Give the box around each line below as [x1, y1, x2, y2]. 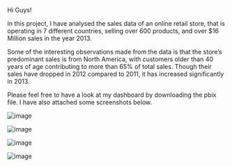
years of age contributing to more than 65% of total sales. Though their [7, 63, 212, 70]
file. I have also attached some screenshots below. [7, 98, 153, 106]
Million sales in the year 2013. [7, 34, 92, 42]
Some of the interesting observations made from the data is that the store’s [7, 48, 222, 56]
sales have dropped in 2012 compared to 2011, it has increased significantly [7, 70, 224, 78]
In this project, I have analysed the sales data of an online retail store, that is [7, 19, 225, 27]
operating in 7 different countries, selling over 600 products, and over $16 [7, 27, 219, 35]
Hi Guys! [7, 6, 32, 14]
